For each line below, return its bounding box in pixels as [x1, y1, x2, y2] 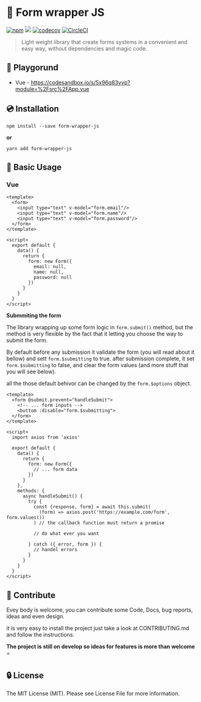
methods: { [17, 488, 45, 494]
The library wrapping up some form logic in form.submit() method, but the [6, 324, 193, 331]
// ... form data [33, 467, 78, 473]
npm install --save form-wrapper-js [6, 123, 99, 129]
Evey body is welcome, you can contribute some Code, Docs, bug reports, [6, 606, 193, 613]
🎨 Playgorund [6, 62, 59, 73]
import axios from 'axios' [12, 434, 80, 441]
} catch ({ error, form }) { [28, 541, 102, 547]
